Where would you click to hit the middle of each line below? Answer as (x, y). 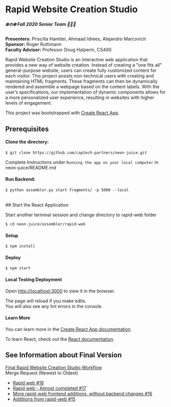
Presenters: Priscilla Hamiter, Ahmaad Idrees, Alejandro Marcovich (76, 39)
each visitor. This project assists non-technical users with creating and (80, 76)
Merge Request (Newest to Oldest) (42, 373)
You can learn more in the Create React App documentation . (69, 329)
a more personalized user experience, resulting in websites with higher (80, 97)
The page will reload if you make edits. (46, 301)
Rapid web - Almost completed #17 (50, 388)
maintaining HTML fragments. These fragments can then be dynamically (81, 81)
